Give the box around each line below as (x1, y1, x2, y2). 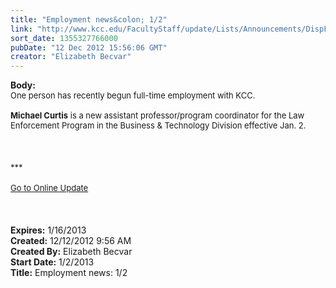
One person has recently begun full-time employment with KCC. (10, 90, 256, 101)
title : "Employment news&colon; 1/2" (10, 14, 168, 25)
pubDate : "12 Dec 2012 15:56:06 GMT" (10, 42, 168, 53)
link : (10, 24, 33, 34)
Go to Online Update (10, 182, 89, 194)
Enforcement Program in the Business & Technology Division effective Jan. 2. (10, 120, 307, 131)
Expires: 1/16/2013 (10, 224, 87, 236)
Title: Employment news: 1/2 (10, 267, 128, 279)
